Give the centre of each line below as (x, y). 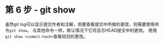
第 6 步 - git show (40, 10)
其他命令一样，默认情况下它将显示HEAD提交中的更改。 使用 (97, 30)
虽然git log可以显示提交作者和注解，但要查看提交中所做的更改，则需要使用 (80, 24)
